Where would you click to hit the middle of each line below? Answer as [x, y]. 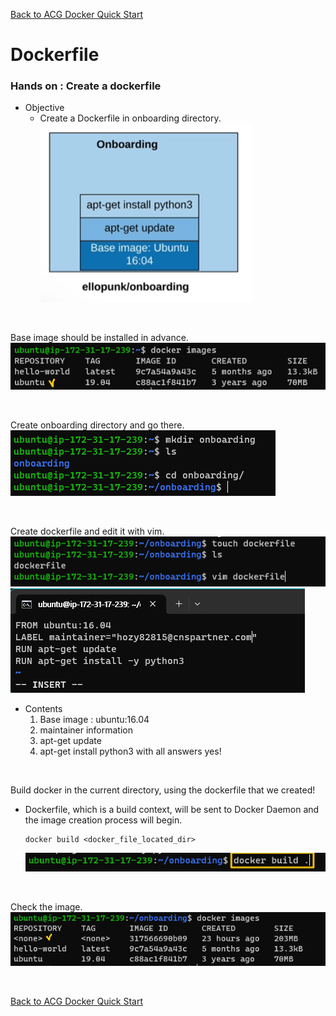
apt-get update [70, 740]
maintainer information [86, 730]
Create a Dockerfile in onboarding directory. [130, 118]
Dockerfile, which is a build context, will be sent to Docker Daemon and [172, 809]
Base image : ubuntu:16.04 [94, 719]
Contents [43, 708]
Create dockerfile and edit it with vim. [87, 531]
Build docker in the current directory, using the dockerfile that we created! [163, 790]
